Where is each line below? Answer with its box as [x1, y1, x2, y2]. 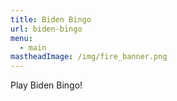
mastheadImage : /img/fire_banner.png [10, 52, 168, 62]
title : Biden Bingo [10, 14, 92, 25]
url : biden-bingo [10, 24, 83, 34]
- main [19, 42, 47, 53]
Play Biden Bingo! [10, 79, 83, 91]
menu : [10, 33, 33, 43]
